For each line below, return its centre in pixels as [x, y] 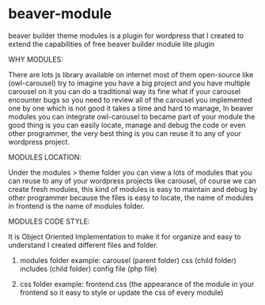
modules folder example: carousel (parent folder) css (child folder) [128, 260]
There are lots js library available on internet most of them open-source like [131, 74]
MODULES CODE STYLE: [49, 221]
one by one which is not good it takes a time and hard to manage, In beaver [131, 108]
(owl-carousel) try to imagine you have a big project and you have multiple [129, 83]
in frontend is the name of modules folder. [76, 205]
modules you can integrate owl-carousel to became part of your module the [132, 116]
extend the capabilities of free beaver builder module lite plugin [112, 43]
